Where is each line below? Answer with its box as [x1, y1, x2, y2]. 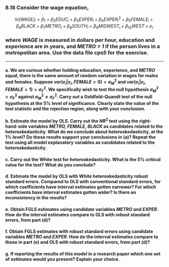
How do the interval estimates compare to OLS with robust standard [5, 211, 150, 218]
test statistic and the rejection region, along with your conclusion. [5, 105, 146, 112]
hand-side [5, 123, 28, 130]
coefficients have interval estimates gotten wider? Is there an [5, 189, 136, 195]
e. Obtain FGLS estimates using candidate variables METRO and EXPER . [5, 206, 158, 212]
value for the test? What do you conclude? [5, 162, 96, 168]
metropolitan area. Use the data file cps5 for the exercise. [5, 49, 149, 57]
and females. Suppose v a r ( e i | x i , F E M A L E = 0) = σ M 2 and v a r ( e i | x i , [5, 78, 146, 86]
